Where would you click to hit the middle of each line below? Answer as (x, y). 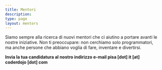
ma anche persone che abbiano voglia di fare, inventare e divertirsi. (73, 47)
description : (18, 14)
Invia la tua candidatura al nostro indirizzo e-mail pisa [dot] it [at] (72, 57)
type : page (16, 19)
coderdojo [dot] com (27, 62)
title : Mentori (21, 10)
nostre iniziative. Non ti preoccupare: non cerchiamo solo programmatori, (79, 43)
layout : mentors (22, 23)
